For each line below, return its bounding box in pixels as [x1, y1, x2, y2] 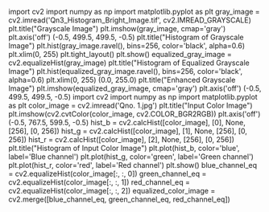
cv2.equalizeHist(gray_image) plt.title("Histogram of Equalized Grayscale [8, 58, 250, 67]
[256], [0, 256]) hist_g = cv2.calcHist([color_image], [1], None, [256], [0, [8, 126, 248, 136]
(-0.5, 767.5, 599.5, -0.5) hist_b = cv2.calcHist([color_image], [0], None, [8, 118, 246, 127]
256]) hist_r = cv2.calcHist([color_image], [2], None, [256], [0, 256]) [8, 135, 235, 144]
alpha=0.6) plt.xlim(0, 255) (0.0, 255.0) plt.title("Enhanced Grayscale [8, 75, 236, 84]
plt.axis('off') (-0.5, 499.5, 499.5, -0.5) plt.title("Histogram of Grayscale [8, 32, 244, 42]
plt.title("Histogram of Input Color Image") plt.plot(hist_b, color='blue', [8, 144, 240, 153]
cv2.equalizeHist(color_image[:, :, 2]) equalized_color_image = [8, 186, 216, 195]
